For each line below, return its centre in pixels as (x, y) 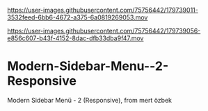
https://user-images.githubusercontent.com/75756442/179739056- (104, 31)
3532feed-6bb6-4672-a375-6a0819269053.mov (78, 17)
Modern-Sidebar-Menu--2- (88, 66)
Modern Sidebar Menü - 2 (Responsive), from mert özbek (90, 100)
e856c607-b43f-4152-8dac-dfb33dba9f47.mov (75, 38)
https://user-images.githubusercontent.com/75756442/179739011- (103, 10)
